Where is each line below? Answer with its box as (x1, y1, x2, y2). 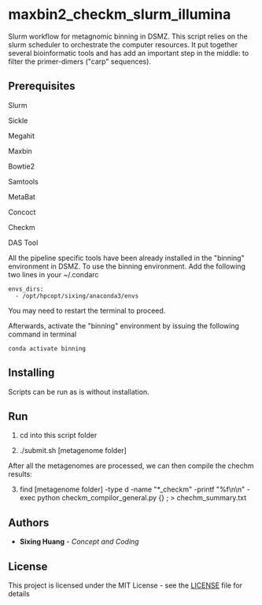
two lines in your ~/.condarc (8, 269, 99, 279)
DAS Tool (8, 238, 39, 247)
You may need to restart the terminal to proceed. (8, 306, 166, 315)
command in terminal (8, 329, 77, 339)
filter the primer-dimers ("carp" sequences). (8, 57, 152, 66)
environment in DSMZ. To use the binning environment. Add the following (8, 262, 246, 271)
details (8, 589, 30, 598)
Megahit (8, 131, 35, 140)
